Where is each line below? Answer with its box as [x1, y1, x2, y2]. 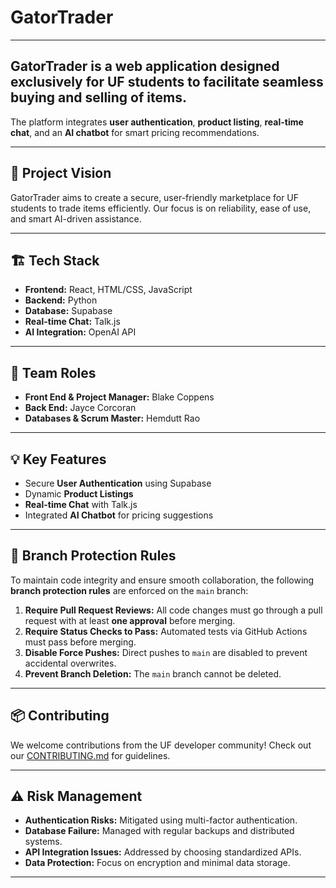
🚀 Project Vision [10, 165, 112, 182]
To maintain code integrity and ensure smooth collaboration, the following [10, 574, 315, 586]
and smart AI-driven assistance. [10, 212, 142, 225]
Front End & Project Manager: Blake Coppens [24, 391, 215, 403]
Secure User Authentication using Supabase [24, 477, 212, 489]
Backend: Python [24, 294, 98, 306]
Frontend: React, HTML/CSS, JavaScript [24, 284, 193, 296]
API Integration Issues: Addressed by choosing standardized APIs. [24, 846, 302, 858]
